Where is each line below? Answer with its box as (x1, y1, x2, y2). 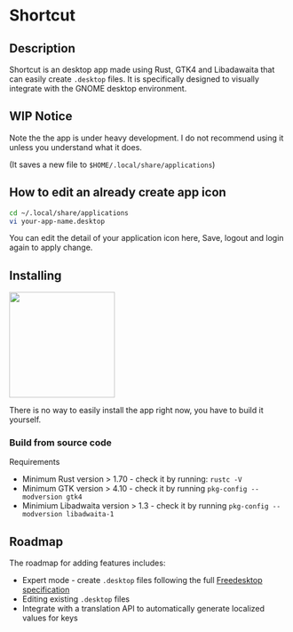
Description (9, 41, 75, 56)
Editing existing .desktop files (21, 594, 131, 604)
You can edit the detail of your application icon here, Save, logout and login (9, 233, 284, 244)
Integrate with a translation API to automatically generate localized (21, 604, 265, 614)
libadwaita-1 (66, 510, 115, 519)
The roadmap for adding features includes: (9, 557, 166, 569)
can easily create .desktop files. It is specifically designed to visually (9, 74, 260, 84)
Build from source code (9, 436, 113, 449)
